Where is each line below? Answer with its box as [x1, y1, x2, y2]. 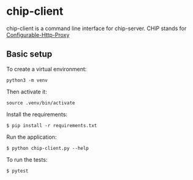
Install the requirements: [6, 111, 67, 118]
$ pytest [6, 168, 29, 174]
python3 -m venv [6, 77, 48, 84]
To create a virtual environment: [6, 65, 87, 72]
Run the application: [6, 133, 57, 141]
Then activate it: [6, 88, 47, 95]
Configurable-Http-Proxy [6, 31, 70, 38]
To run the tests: [6, 155, 48, 163]
